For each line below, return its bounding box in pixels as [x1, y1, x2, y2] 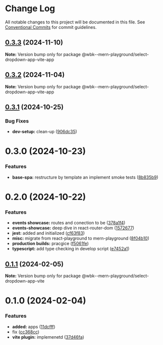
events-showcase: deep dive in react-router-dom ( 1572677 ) [12, 225, 135, 231]
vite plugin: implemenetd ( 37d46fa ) [12, 334, 84, 340]
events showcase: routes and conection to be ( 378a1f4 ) [12, 220, 125, 226]
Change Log [5, 3, 55, 14]
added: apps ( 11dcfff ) [12, 324, 56, 329]
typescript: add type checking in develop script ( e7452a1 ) [12, 246, 130, 252]
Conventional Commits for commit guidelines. [5, 24, 97, 30]
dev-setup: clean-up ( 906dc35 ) [12, 129, 77, 135]
